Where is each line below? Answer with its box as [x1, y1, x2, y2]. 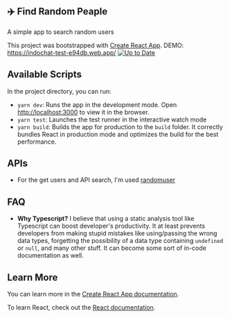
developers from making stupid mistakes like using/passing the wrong [17, 229, 218, 237]
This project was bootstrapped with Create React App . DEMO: [7, 41, 184, 49]
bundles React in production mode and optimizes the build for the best [17, 130, 219, 138]
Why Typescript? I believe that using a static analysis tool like [17, 215, 195, 223]
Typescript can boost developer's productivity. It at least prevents [17, 221, 206, 231]
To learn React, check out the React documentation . [7, 303, 156, 312]
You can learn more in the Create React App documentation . [7, 290, 179, 299]
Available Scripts [7, 69, 82, 81]
